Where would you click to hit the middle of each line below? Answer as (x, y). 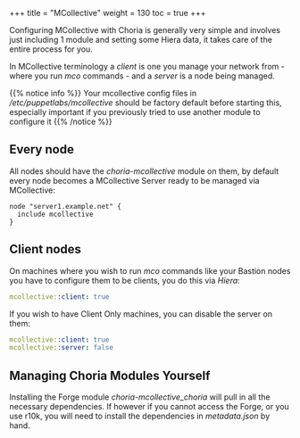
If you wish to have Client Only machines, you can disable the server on (141, 314)
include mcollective (55, 214)
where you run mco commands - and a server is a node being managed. (142, 76)
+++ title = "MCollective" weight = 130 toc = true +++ (108, 13)
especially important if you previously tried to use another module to (135, 112)
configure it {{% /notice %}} (61, 121)
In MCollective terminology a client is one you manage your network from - (147, 66)
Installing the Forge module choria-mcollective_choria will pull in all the (140, 397)
